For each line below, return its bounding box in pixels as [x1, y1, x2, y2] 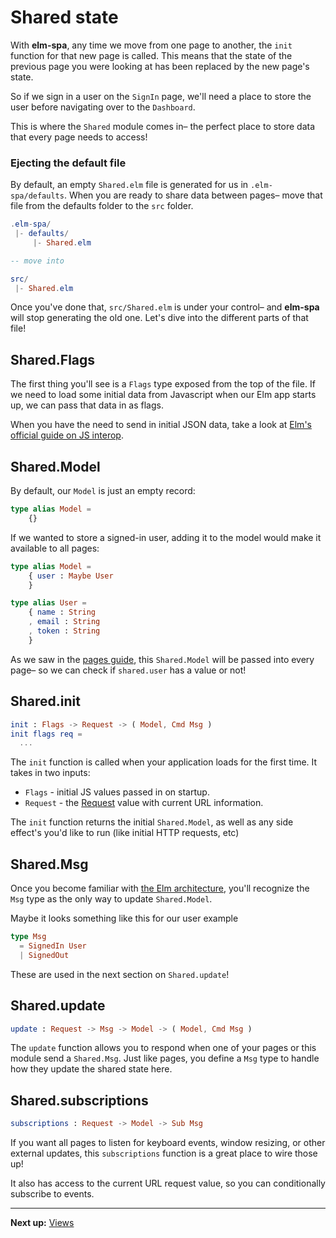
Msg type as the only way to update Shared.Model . [10, 893, 213, 905]
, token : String [28, 626, 101, 636]
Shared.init [10, 693, 81, 710]
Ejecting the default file [10, 156, 127, 170]
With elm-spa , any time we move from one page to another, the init [10, 39, 293, 51]
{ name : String [28, 607, 97, 618]
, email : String [28, 617, 101, 627]
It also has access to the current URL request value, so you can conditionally [10, 1177, 326, 1190]
